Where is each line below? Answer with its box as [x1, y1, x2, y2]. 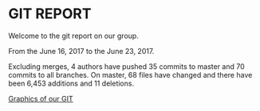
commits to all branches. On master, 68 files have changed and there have [8, 70, 253, 79]
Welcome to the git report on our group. [8, 31, 140, 40]
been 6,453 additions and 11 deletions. [8, 78, 134, 88]
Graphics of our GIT [8, 94, 73, 103]
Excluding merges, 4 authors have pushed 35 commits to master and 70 [8, 61, 245, 71]
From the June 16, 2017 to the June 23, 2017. [8, 46, 155, 55]
